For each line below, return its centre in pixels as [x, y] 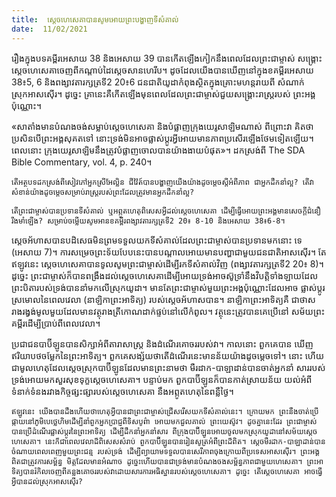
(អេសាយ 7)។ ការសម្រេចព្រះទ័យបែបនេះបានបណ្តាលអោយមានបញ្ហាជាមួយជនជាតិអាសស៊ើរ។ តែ [169, 252]
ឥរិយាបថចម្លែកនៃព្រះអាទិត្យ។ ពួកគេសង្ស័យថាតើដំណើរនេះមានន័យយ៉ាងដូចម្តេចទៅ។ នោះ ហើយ [168, 355]
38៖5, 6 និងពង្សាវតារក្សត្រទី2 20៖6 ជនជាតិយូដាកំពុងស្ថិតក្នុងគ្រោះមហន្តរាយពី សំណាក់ [158, 82]
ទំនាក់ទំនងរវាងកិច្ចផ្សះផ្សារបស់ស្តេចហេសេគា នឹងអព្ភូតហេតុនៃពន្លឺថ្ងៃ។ [122, 391]
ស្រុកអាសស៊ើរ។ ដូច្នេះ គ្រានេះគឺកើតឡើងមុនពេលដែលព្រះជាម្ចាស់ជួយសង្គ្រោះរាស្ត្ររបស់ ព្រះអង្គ [163, 93]
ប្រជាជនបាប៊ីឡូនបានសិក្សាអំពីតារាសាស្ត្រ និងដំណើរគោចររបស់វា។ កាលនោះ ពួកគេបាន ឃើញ [162, 343]
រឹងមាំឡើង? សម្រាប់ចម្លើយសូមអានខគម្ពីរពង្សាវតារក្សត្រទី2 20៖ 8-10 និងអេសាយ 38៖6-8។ [148, 221]
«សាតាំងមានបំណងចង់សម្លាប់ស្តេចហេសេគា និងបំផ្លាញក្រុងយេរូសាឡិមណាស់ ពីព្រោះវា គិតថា [162, 126]
